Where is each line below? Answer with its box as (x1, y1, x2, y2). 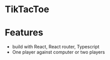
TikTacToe (5, 4, 50, 15)
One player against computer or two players (12, 49, 105, 55)
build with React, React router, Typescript (12, 44, 100, 50)
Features (5, 27, 43, 39)
